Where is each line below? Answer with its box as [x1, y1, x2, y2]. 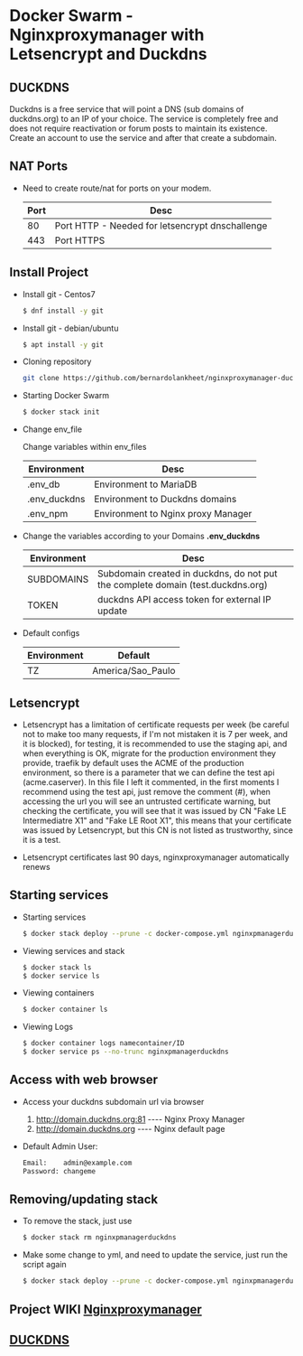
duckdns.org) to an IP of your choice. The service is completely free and [9, 114, 279, 124]
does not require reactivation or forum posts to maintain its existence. [9, 123, 268, 134]
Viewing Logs [22, 1022, 74, 1033]
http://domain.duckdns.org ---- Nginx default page [35, 1123, 225, 1134]
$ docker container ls [22, 1005, 108, 1015]
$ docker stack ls [22, 963, 92, 972]
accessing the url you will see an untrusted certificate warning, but [22, 796, 271, 807]
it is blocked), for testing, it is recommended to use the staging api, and [22, 738, 288, 749]
